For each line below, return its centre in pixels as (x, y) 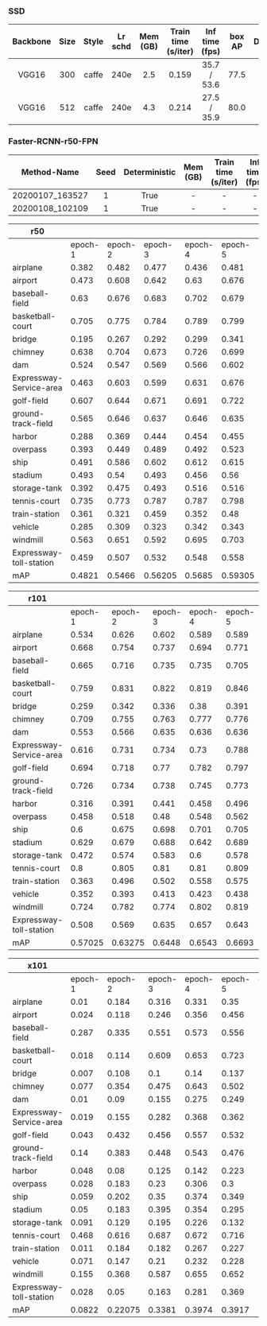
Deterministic (150, 172)
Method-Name (50, 172)
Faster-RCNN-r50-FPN (53, 142)
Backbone (32, 41)
